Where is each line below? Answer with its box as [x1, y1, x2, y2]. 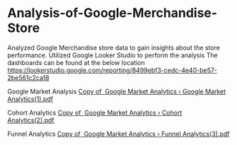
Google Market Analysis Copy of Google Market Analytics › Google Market [7, 87, 226, 95]
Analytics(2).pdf [7, 115, 54, 124]
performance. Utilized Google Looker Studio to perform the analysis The [7, 51, 218, 59]
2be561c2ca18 [7, 73, 50, 82]
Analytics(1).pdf [7, 94, 53, 103]
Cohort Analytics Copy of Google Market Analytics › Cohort [7, 108, 183, 117]
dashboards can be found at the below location [7, 58, 145, 66]
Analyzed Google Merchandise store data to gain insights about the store [7, 43, 221, 52]
